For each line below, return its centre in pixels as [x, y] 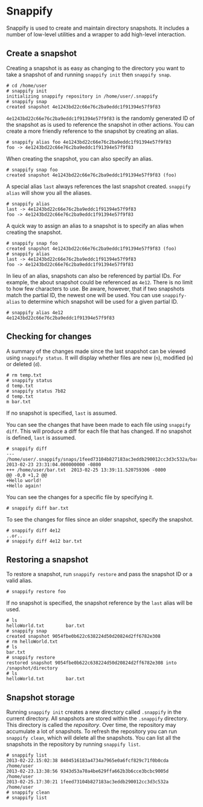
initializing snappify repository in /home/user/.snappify [82, 96]
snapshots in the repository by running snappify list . [73, 745]
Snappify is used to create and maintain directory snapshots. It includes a [98, 28]
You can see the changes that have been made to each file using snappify [98, 424]
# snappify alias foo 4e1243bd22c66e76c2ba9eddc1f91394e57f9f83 [89, 142]
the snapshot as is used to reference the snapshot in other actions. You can [100, 124]
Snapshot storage [40, 698]
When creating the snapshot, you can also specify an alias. [79, 158]
